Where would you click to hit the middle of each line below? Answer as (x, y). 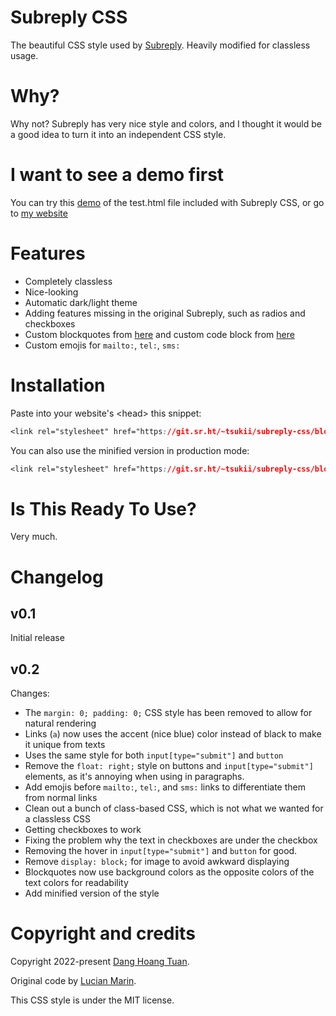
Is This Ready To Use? (103, 508)
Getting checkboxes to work (83, 830)
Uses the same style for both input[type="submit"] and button (154, 755)
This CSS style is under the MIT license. (92, 1000)
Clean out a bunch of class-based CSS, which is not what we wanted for (174, 808)
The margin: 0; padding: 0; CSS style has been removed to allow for (168, 713)
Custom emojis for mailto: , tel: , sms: (102, 345)
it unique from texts (65, 745)
